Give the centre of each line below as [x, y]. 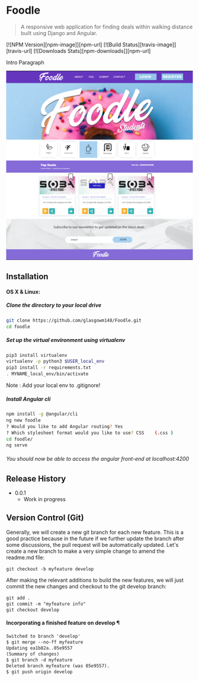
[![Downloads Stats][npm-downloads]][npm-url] [92, 50]
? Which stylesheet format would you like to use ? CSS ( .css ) [90, 433]
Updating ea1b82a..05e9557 [39, 648]
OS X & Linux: [23, 292]
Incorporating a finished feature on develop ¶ [63, 623]
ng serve [17, 445]
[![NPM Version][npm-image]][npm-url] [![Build [64, 45]
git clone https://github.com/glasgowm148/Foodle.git [74, 320]
